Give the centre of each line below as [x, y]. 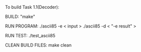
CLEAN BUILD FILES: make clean [38, 45]
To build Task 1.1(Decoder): [32, 7]
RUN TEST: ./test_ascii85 [30, 36]
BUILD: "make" [20, 16]
